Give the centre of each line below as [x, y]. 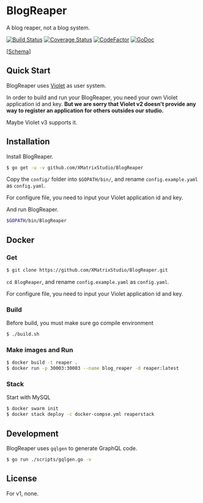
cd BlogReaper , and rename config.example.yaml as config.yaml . [88, 282]
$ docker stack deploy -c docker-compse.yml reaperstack [80, 415]
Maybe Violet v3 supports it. [42, 122]
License [22, 479]
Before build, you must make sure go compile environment [80, 323]
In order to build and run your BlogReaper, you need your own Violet [92, 97]
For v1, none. [22, 493]
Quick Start [28, 71]
